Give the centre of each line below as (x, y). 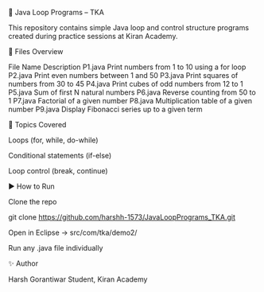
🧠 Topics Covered (37, 125)
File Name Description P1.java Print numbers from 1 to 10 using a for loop (127, 67)
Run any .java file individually (56, 248)
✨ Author (23, 263)
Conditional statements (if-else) (60, 156)
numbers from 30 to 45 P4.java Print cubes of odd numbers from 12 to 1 (126, 84)
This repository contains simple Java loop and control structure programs (128, 27)
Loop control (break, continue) (58, 171)
